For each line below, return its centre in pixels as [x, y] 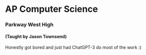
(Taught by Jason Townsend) [36, 36]
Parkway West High [29, 25]
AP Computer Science [52, 9]
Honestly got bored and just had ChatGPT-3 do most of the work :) [73, 48]
